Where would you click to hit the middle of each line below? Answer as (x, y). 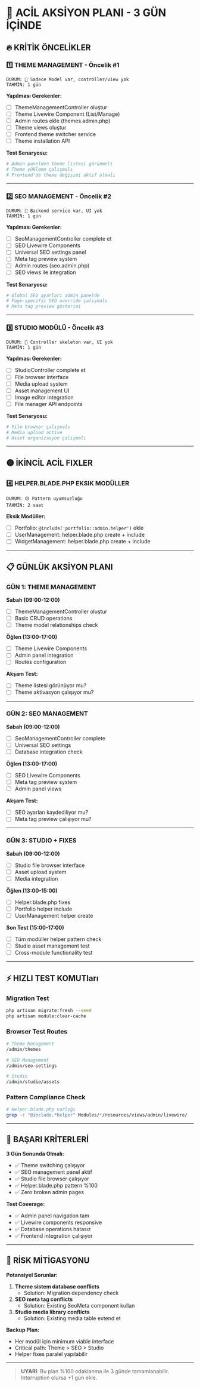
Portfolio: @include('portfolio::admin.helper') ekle (79, 528)
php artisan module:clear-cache (46, 1016)
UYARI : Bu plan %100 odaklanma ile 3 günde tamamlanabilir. (95, 1371)
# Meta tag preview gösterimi (44, 307)
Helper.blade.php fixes (43, 902)
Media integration (36, 878)
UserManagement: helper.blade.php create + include (79, 535)
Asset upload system (40, 872)
